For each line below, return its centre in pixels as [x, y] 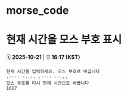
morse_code [38, 10]
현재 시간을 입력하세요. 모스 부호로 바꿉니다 [53, 72]
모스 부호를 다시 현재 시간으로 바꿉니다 [48, 83]
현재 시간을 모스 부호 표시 [64, 40]
